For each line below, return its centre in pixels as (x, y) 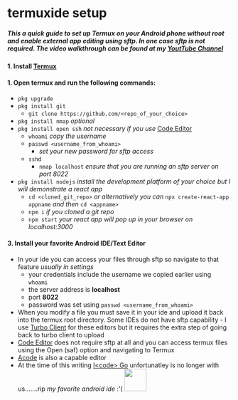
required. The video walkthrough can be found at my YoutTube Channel (115, 48)
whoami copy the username (67, 136)
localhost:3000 (50, 227)
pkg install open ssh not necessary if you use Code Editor (105, 129)
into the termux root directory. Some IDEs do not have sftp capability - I (122, 320)
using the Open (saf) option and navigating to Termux (96, 349)
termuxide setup (57, 13)
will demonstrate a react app (60, 189)
